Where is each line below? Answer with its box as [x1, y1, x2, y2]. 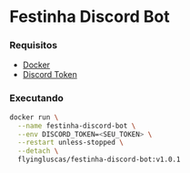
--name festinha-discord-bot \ [17, 121, 136, 130]
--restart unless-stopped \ [17, 138, 125, 148]
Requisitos [9, 39, 57, 52]
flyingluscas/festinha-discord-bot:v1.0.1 [17, 155, 181, 165]
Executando [9, 92, 64, 105]
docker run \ [9, 112, 59, 122]
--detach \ [17, 147, 59, 156]
